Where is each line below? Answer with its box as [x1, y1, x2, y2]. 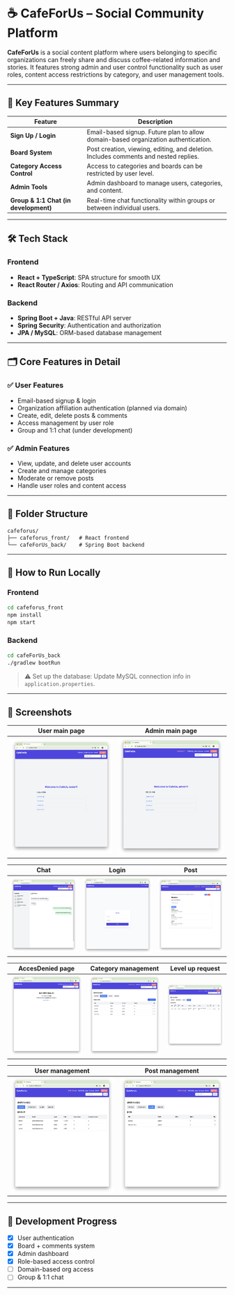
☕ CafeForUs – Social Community [7, 6, 204, 22]
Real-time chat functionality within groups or [86, 196, 216, 204]
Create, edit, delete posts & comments [17, 411, 127, 419]
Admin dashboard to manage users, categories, [86, 179, 223, 187]
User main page [38, 727, 85, 735]
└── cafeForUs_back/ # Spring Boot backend [7, 541, 145, 548]
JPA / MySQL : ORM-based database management [17, 328, 162, 336]
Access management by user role [17, 419, 114, 427]
